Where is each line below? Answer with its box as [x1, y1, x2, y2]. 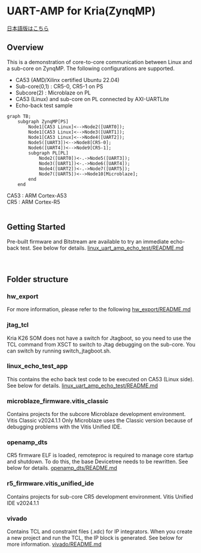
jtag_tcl [7, 321, 29, 329]
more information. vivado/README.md [7, 540, 102, 548]
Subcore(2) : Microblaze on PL [15, 89, 92, 96]
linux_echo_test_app [7, 362, 68, 370]
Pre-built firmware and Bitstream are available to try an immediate [7, 238, 169, 245]
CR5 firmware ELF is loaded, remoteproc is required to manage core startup [7, 452, 194, 459]
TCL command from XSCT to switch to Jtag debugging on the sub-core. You [7, 341, 196, 348]
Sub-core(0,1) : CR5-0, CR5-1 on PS [15, 83, 103, 90]
